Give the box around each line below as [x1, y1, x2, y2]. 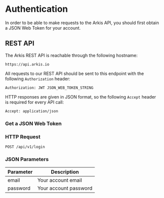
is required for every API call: [5, 99, 64, 105]
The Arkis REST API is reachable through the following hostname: [5, 52, 138, 58]
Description [51, 168, 79, 175]
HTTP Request [5, 133, 41, 140]
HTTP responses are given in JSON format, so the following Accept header [5, 94, 156, 99]
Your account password [37, 185, 93, 192]
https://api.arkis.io [5, 62, 50, 67]
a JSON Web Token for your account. [5, 25, 81, 31]
